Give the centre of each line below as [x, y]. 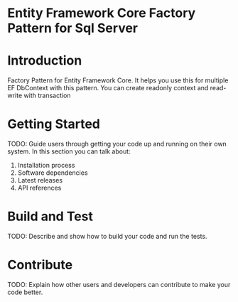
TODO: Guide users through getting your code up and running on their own [117, 144]
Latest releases [40, 180]
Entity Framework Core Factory [102, 13]
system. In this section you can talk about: [69, 151]
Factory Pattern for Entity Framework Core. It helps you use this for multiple [118, 80]
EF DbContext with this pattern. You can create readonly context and [108, 88]
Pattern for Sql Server [73, 28]
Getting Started [54, 124]
